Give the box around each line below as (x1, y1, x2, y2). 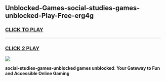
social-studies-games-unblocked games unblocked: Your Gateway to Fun (5, 65, 161, 71)
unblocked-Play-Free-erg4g (5, 12, 94, 20)
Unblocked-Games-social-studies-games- (5, 4, 140, 12)
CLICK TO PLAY (5, 27, 43, 33)
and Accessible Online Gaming (5, 70, 70, 76)
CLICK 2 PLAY (5, 45, 40, 52)
